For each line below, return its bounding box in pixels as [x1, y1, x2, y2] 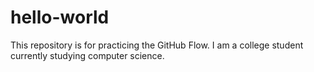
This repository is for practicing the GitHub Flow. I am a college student [10, 39, 304, 51]
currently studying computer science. [10, 49, 165, 61]
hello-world [10, 6, 110, 29]
